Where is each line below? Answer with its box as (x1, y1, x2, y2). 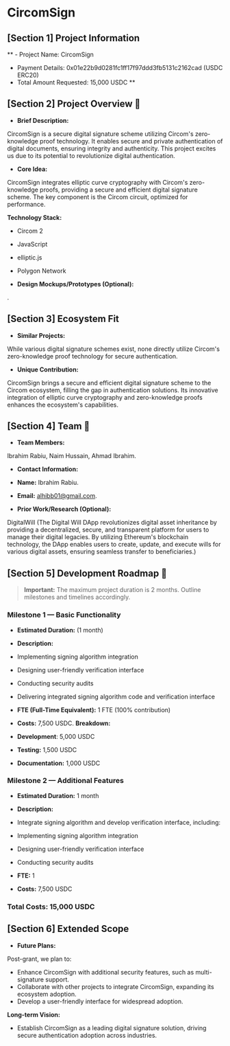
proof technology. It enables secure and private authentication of (40, 137, 223, 145)
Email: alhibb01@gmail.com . (16, 492, 97, 500)
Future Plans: (16, 941, 56, 949)
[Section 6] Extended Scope (7, 923, 129, 935)
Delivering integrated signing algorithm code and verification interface (16, 692, 216, 701)
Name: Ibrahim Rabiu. (16, 479, 79, 487)
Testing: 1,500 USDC (16, 745, 77, 753)
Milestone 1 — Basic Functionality (7, 610, 121, 619)
